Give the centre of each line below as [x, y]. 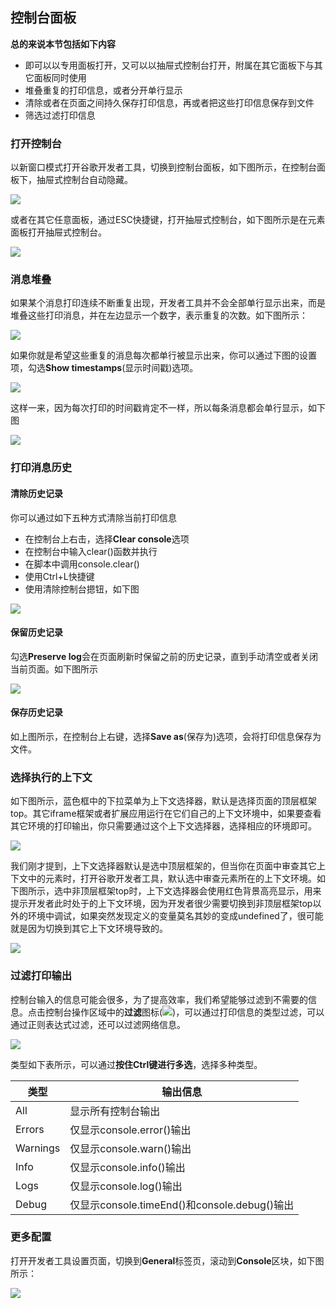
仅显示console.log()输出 [126, 1186]
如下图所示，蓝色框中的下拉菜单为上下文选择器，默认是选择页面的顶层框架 [163, 801]
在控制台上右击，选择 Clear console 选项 [107, 539]
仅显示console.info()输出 [127, 1167]
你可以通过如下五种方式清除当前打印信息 [93, 517]
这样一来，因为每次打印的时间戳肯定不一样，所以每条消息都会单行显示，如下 [168, 408]
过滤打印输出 [41, 976]
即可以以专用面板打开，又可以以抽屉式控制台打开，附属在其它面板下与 [169, 65]
